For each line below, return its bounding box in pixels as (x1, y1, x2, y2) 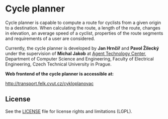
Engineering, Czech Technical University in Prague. (5, 61, 112, 67)
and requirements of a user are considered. (5, 35, 96, 41)
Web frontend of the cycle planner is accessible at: (5, 70, 114, 76)
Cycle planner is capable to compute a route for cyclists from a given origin (5, 19, 161, 25)
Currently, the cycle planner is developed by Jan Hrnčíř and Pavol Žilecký (5, 45, 159, 51)
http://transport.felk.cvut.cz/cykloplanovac (5, 80, 94, 86)
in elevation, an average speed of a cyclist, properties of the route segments (5, 30, 163, 36)
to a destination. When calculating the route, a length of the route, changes (5, 24, 161, 30)
